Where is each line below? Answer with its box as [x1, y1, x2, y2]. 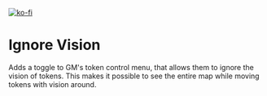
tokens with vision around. [8, 79, 97, 89]
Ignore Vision [8, 36, 101, 54]
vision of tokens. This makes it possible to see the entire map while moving [8, 71, 260, 81]
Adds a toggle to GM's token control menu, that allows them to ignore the [8, 62, 254, 72]
